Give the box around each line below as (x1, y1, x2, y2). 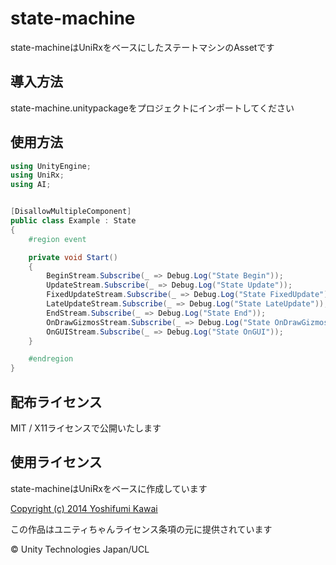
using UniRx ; (10, 170, 65, 181)
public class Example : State (10, 216, 137, 226)
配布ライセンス (10, 393, 103, 411)
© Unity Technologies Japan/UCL (10, 543, 150, 555)
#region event (28, 234, 87, 244)
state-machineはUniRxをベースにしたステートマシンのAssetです (10, 41, 275, 53)
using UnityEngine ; (10, 161, 92, 171)
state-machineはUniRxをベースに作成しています (10, 482, 208, 494)
